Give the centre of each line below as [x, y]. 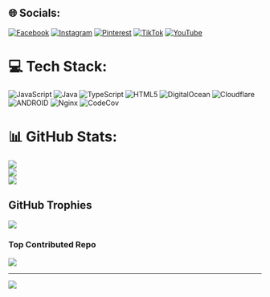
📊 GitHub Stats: [63, 136]
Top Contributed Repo [52, 245]
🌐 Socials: [35, 13]
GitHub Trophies [50, 205]
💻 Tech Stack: [58, 67]
